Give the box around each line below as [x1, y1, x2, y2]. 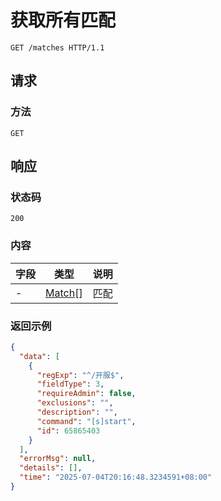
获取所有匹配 [10, 9, 117, 32]
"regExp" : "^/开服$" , [36, 370, 125, 380]
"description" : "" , [36, 407, 118, 418]
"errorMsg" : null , [19, 454, 97, 464]
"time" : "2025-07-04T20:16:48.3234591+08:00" [19, 472, 213, 483]
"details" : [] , [19, 463, 83, 473]
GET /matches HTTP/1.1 [10, 42, 105, 53]
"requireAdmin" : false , [36, 389, 137, 399]
